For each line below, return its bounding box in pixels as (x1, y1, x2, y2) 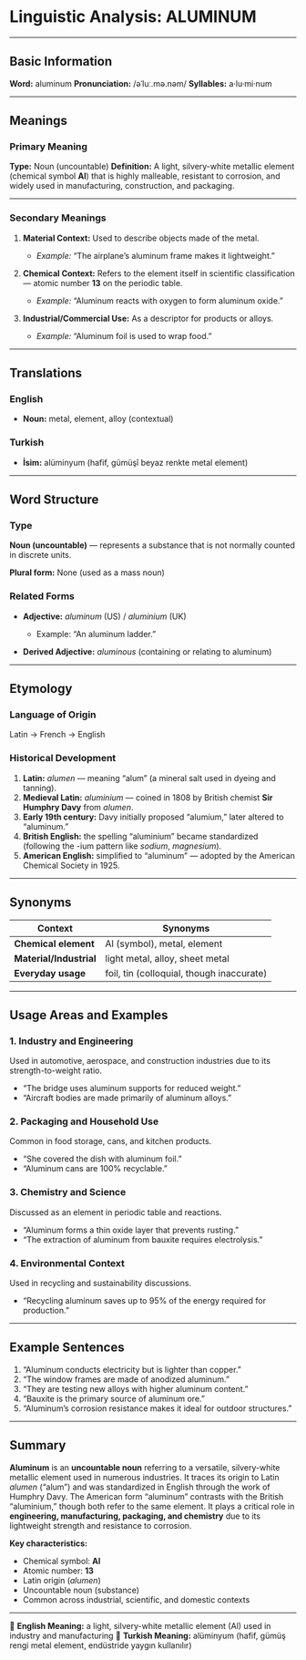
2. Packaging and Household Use (9, 1115, 159, 1128)
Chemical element (14, 937, 96, 950)
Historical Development (9, 752, 117, 765)
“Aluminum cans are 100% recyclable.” (22, 1163, 168, 1174)
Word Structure (9, 492, 99, 508)
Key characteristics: (9, 1538, 88, 1549)
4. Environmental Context (9, 1256, 125, 1269)
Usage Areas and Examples (9, 1007, 168, 1023)
